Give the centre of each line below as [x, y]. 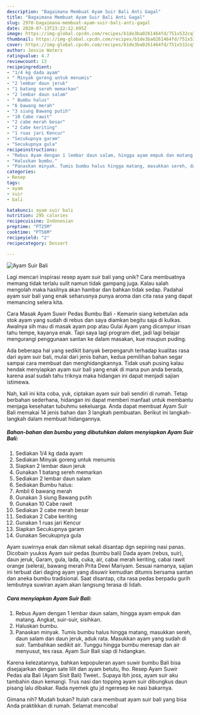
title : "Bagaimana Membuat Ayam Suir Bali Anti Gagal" [76, 17]
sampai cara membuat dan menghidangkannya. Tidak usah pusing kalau [95, 363]
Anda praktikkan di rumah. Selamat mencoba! [62, 706]
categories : [21, 172]
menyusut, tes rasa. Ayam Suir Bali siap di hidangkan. [80, 651]
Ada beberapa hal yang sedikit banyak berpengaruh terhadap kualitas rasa [98, 350]
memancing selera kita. [35, 302]
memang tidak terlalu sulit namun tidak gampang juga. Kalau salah [88, 283]
